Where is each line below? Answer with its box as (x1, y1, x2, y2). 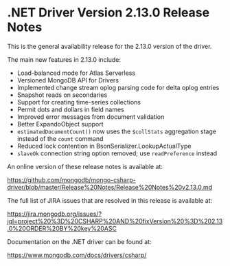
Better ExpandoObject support (16, 120, 104, 128)
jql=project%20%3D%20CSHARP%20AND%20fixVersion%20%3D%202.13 (7, 217, 223, 225)
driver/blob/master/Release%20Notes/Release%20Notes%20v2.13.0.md (7, 183, 213, 191)
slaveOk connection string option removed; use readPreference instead (16, 149, 218, 157)
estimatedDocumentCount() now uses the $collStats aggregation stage (16, 127, 216, 135)
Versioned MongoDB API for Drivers (16, 76, 119, 84)
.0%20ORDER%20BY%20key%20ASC (7, 224, 117, 232)
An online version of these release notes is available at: (7, 162, 163, 170)
